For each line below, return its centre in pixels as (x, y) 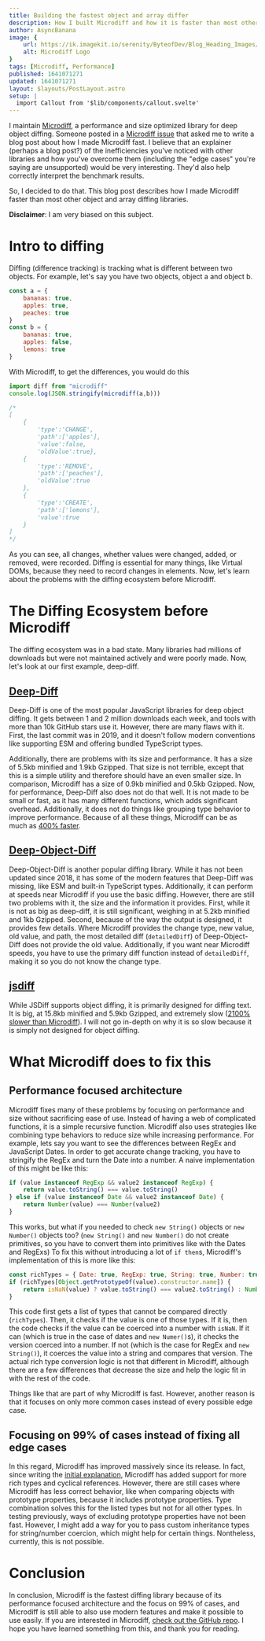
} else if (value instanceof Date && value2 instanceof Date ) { (116, 1197)
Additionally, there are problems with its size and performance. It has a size (131, 758)
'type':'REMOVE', (65, 466)
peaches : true (46, 313)
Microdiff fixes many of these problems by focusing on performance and (127, 1109)
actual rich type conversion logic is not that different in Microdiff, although (129, 1362)
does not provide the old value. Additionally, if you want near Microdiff (136, 944)
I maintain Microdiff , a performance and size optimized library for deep (123, 126)
